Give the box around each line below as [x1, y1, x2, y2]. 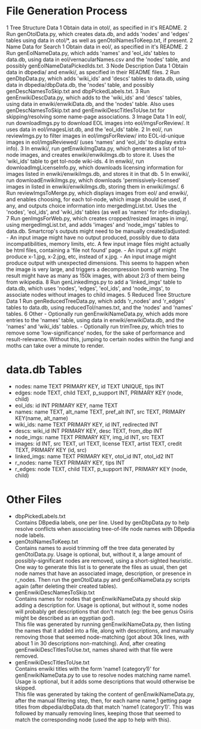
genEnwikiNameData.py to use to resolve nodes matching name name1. [14, 672, 191, 679]
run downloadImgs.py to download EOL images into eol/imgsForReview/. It [6, 119, 190, 126]
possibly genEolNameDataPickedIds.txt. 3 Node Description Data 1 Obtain [6, 62, 188, 69]
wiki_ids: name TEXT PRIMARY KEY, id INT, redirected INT [14, 421, 159, 428]
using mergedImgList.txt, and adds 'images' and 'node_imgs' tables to [6, 221, 179, 228]
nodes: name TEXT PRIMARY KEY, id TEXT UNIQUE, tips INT [14, 382, 165, 390]
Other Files [6, 493, 62, 506]
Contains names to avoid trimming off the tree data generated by [14, 544, 175, 551]
